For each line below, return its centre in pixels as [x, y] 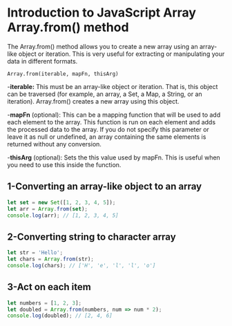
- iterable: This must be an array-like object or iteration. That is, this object [113, 86]
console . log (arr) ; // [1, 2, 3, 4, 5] [63, 215]
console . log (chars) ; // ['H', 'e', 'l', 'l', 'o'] [81, 265]
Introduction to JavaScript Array [102, 13]
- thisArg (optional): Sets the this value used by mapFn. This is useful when [114, 157]
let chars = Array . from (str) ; [51, 259]
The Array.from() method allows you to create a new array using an [103, 46]
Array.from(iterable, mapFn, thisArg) [63, 74]
